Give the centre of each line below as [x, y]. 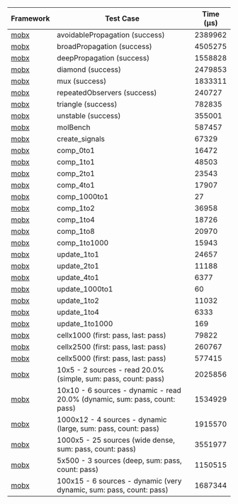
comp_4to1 [76, 185]
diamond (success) [89, 69]
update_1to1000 [85, 324]
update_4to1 [78, 278]
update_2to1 [78, 266]
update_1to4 [78, 312]
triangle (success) [87, 104]
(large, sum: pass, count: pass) [108, 428]
